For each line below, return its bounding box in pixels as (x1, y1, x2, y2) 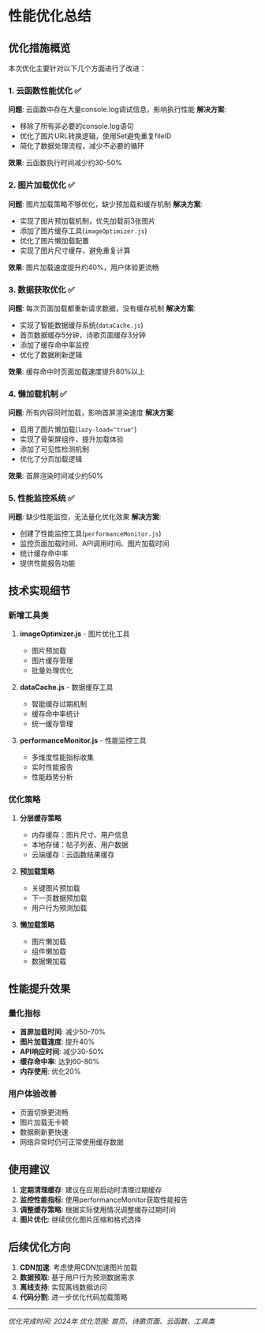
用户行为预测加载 (31, 903, 88, 913)
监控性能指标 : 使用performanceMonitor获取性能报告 (19, 1195, 188, 1205)
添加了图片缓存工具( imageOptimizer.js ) (19, 226, 147, 235)
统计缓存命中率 (19, 548, 69, 558)
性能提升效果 (8, 981, 71, 996)
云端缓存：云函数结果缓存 (31, 850, 115, 860)
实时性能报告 (31, 763, 73, 772)
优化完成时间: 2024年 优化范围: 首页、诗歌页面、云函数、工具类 (8, 1316, 215, 1326)
